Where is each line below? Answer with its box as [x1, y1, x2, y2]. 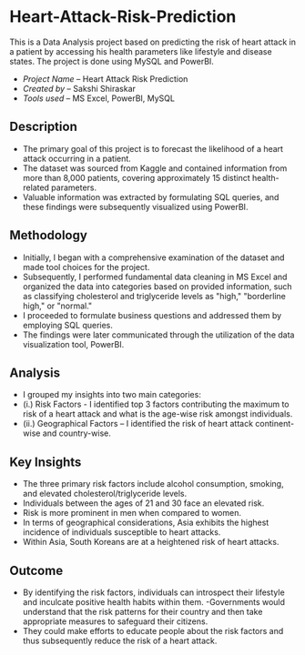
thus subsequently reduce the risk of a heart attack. [22, 635, 218, 646]
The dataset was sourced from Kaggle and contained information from [22, 162, 288, 174]
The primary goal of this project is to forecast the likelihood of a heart [22, 143, 284, 154]
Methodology [9, 227, 88, 243]
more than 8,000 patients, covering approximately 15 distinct [22, 172, 250, 183]
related [22, 182, 50, 193]
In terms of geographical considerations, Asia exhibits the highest [22, 517, 269, 529]
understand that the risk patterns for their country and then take [22, 607, 263, 617]
